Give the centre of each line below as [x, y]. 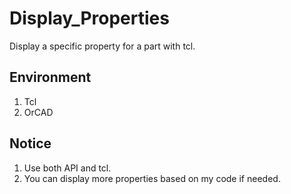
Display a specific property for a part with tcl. [102, 46]
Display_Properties [89, 18]
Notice [30, 143]
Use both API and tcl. [67, 168]
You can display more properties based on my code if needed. [152, 178]
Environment [50, 77]
